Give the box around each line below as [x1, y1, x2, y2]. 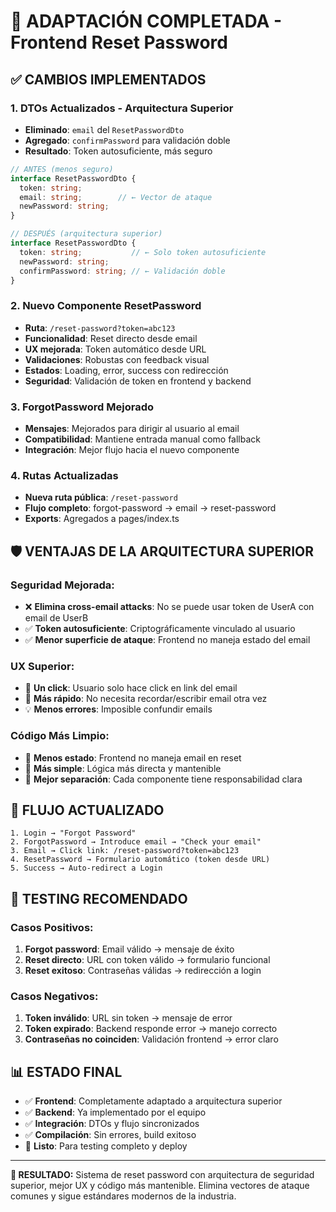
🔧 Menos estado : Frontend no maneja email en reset [24, 751, 242, 764]
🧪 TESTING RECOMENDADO [10, 890, 188, 907]
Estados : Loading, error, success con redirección [24, 364, 229, 376]
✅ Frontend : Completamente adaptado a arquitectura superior [24, 1095, 283, 1107]
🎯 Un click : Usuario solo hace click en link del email [24, 682, 238, 694]
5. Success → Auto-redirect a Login [10, 863, 163, 874]
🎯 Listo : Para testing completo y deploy [24, 1140, 188, 1152]
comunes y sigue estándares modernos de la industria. [10, 1190, 237, 1202]
